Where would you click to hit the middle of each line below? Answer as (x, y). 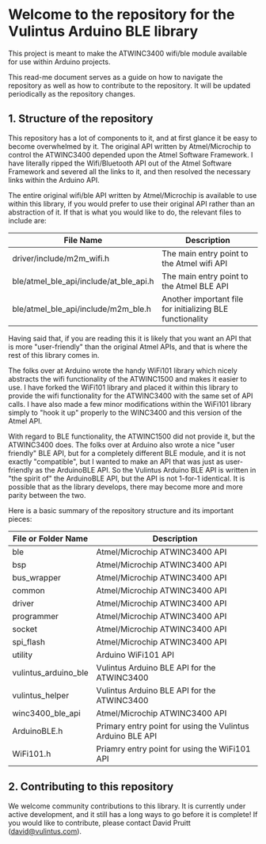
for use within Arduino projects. (59, 62)
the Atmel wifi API (195, 263)
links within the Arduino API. (54, 180)
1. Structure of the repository (81, 119)
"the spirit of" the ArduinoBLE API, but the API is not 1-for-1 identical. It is (127, 478)
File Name (83, 240)
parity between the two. (47, 495)
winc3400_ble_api (46, 713)
